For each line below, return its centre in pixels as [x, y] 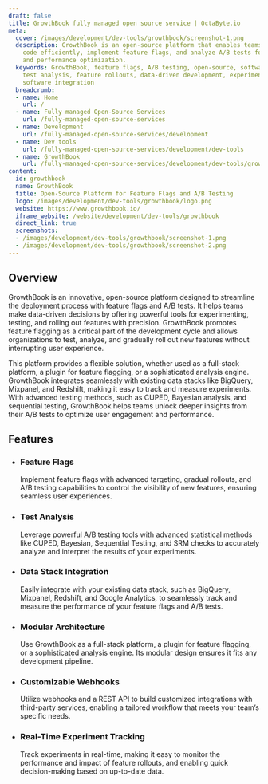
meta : [17, 30]
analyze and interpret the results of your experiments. [108, 551]
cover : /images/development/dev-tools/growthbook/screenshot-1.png [130, 38]
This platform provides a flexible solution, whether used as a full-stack [124, 363]
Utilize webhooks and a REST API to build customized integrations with [136, 699]
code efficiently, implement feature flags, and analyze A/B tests [137, 53]
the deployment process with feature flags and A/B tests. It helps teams [126, 305]
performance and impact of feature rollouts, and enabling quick [124, 762]
